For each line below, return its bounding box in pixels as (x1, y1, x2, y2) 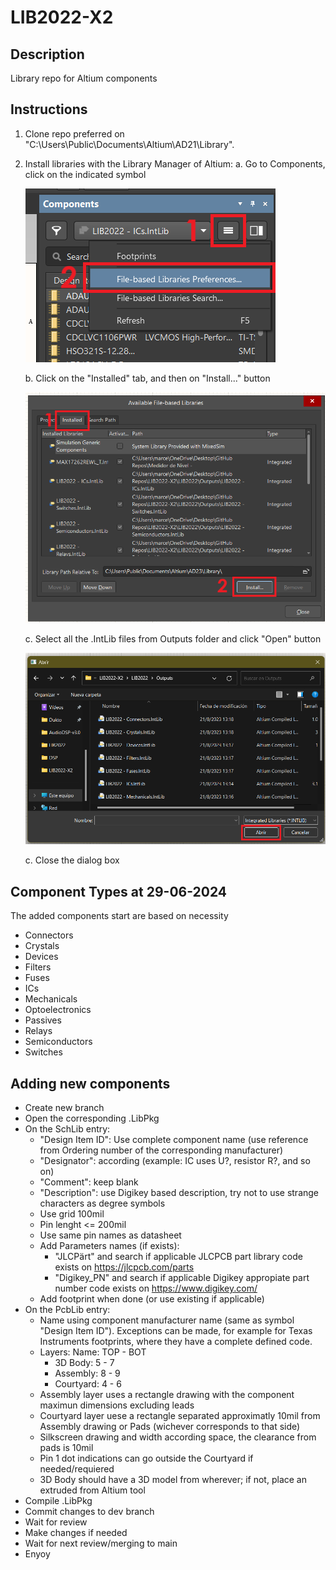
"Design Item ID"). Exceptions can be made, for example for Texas (39, 1324, 313, 1336)
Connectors (24, 929, 74, 941)
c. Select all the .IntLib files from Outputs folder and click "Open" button (24, 633, 322, 645)
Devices (24, 951, 59, 963)
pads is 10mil (39, 1441, 94, 1453)
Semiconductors (24, 1036, 93, 1048)
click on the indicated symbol (24, 168, 147, 180)
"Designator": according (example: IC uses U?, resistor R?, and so (39, 1154, 311, 1166)
